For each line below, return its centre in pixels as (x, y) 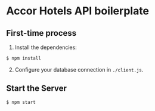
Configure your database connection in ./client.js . (79, 69)
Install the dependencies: (46, 47)
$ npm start (21, 102)
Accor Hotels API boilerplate (78, 11)
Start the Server (37, 89)
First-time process (41, 33)
